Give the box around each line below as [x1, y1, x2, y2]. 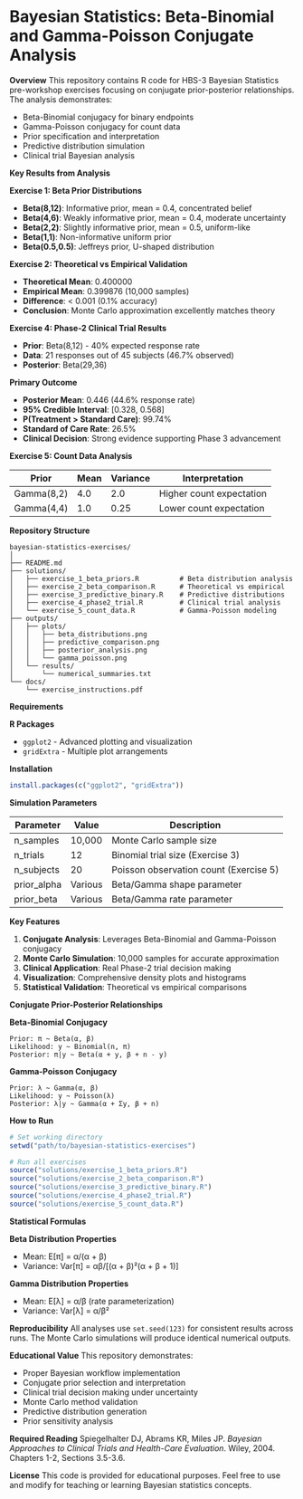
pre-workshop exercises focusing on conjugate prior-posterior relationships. [9, 84, 295, 95]
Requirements [9, 701, 64, 711]
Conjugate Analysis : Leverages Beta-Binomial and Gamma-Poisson [22, 933, 277, 944]
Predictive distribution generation [22, 1406, 147, 1417]
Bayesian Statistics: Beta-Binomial [9, 6, 275, 27]
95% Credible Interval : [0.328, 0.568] [22, 404, 165, 415]
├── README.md [9, 559, 63, 568]
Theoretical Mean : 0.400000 [22, 276, 133, 287]
